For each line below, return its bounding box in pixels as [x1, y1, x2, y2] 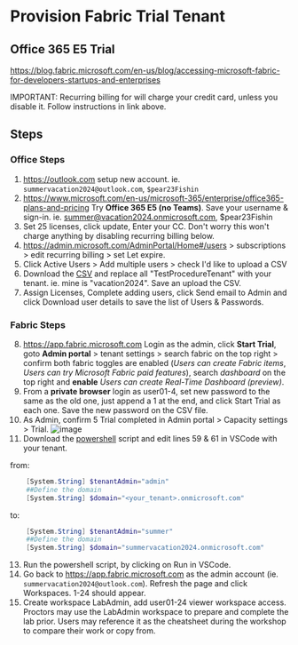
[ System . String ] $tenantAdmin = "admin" [26, 477, 169, 486]
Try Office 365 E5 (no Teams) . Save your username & [90, 202, 289, 212]
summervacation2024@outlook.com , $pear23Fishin [22, 183, 199, 194]
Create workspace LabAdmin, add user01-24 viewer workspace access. [22, 597, 286, 608]
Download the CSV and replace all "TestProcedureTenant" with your [22, 268, 272, 279]
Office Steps [10, 154, 66, 166]
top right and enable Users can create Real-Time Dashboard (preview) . [22, 376, 285, 387]
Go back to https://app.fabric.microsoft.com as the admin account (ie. [22, 569, 278, 579]
